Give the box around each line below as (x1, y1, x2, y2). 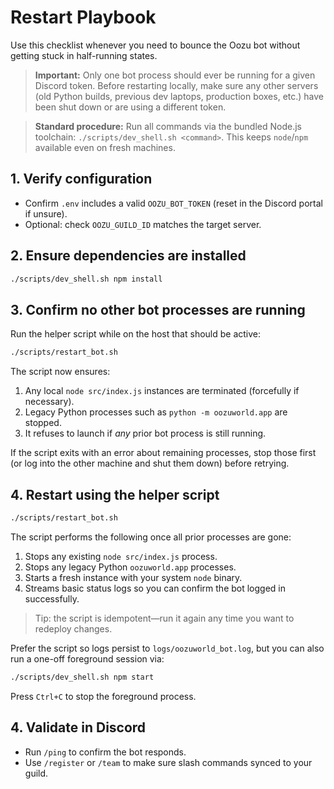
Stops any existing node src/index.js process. (24, 550, 218, 562)
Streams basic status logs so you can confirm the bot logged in (24, 582, 287, 594)
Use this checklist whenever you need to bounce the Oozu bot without (10, 39, 301, 51)
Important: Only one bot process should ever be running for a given (34, 69, 316, 81)
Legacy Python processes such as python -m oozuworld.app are (24, 406, 288, 418)
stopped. (24, 417, 62, 429)
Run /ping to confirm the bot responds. (24, 746, 187, 758)
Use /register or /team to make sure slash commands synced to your (24, 756, 313, 768)
